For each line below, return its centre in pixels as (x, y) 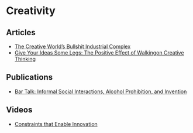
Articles (21, 33)
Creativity (31, 11)
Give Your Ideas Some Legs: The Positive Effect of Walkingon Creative (99, 53)
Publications (30, 77)
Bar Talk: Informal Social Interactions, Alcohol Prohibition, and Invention (101, 91)
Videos (19, 110)
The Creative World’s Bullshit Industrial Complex (73, 46)
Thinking (25, 59)
